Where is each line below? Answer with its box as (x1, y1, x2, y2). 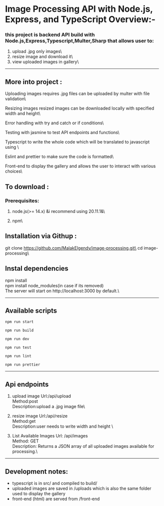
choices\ (5, 168, 23, 174)
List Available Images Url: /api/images (12, 433, 88, 439)
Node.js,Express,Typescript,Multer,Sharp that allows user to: (5, 38, 154, 45)
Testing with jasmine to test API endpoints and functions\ (5, 130, 120, 136)
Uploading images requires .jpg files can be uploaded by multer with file (5, 91, 150, 96)
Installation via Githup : (5, 232, 77, 240)
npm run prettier (5, 362, 41, 368)
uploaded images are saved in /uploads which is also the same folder (12, 485, 151, 491)
